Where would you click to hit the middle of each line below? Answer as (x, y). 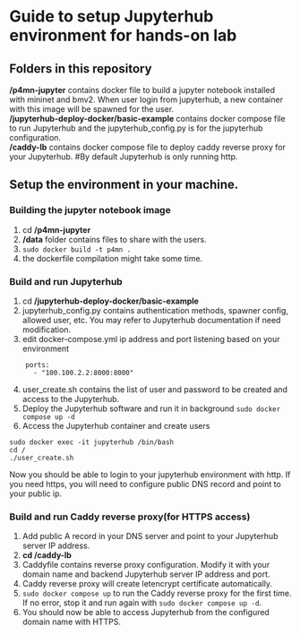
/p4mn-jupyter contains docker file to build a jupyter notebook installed (142, 90)
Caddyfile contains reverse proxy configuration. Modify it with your (146, 565)
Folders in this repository (81, 69)
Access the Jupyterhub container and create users (116, 425)
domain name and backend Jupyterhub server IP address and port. (146, 574)
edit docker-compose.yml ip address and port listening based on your (151, 338)
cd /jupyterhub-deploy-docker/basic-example (111, 301)
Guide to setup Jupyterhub (111, 17)
